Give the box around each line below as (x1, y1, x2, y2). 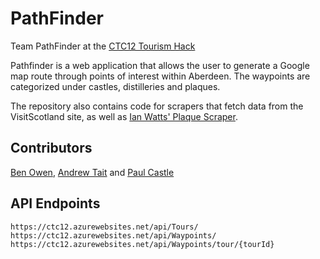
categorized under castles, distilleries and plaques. (10, 80, 221, 92)
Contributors (10, 140, 93, 157)
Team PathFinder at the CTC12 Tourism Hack (10, 40, 196, 52)
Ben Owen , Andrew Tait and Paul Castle (10, 166, 175, 178)
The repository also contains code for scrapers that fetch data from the (10, 100, 304, 112)
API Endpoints (10, 195, 101, 212)
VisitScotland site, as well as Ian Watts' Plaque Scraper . (10, 110, 238, 122)
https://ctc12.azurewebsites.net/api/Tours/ (10, 222, 199, 232)
